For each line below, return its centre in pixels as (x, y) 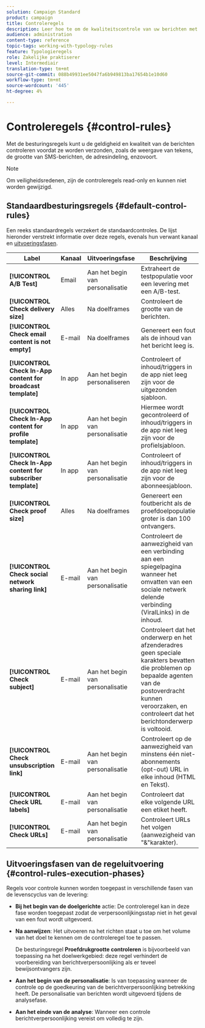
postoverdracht (163, 691)
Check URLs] (29, 835)
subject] (22, 687)
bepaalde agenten (167, 676)
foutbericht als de (166, 503)
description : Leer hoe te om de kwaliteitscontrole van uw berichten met (102, 29)
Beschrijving (168, 258)
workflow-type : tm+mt (34, 80)
